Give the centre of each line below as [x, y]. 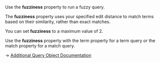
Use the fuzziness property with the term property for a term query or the [80, 41]
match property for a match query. [40, 46]
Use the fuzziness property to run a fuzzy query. [55, 7]
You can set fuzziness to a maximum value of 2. [54, 31]
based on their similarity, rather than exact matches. [58, 22]
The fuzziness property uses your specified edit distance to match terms [80, 16]
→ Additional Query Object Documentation [48, 55]
